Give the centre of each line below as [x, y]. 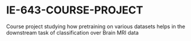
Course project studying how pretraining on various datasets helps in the [96, 26]
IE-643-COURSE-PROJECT [75, 10]
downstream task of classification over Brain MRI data [73, 32]
